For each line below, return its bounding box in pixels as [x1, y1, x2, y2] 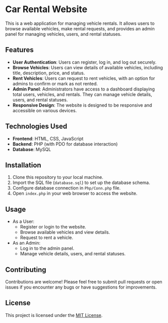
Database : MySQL [12, 146, 51, 152]
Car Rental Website [5, 4, 87, 15]
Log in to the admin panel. [20, 245, 75, 251]
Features [5, 45, 34, 54]
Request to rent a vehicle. [20, 235, 74, 241]
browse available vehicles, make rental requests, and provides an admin [5, 25, 155, 31]
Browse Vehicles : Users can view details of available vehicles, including [12, 64, 163, 70]
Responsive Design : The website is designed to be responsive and [12, 102, 152, 108]
